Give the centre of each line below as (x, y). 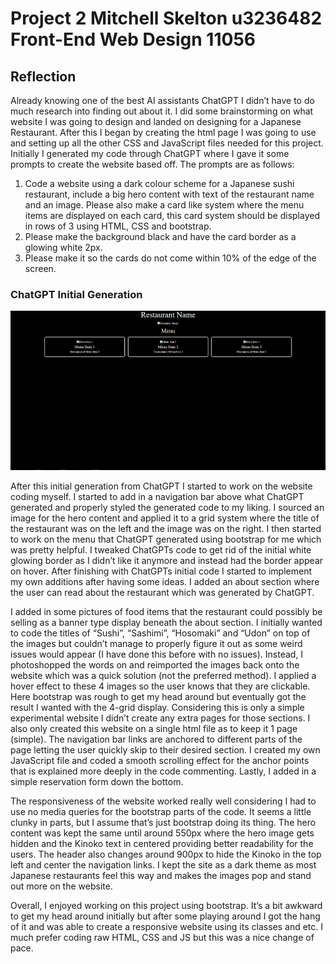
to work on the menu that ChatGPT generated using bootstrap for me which (166, 539)
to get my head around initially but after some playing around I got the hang (165, 916)
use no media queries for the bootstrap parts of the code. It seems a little (161, 812)
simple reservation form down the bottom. (97, 782)
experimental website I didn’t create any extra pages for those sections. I (160, 718)
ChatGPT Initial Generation (76, 294)
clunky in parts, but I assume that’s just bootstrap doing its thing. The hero (163, 823)
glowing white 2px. (63, 247)
